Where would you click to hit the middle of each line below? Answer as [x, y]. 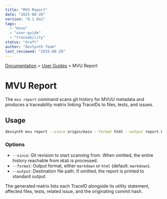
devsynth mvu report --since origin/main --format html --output [74, 132]
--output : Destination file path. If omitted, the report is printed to [78, 171]
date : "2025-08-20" [25, 14]
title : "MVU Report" [27, 10]
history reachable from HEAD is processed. [55, 161]
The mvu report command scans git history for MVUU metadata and [75, 99]
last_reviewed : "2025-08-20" [35, 51]
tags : [11, 24]
